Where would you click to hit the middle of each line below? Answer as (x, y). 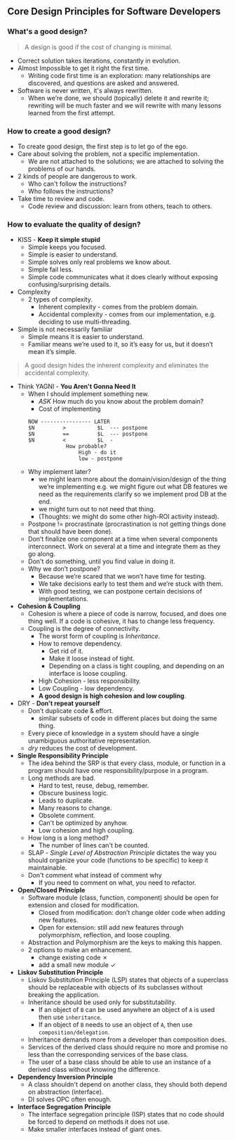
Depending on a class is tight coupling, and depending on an (136, 666)
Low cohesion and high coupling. (86, 831)
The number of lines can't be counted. (94, 845)
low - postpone (100, 459)
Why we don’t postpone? (64, 569)
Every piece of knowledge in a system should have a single (113, 734)
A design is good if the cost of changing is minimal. (99, 47)
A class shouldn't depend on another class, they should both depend (127, 1084)
